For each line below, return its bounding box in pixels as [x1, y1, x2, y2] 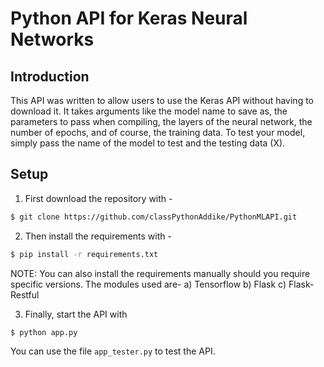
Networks [10, 28, 95, 51]
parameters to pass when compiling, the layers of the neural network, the [10, 116, 313, 127]
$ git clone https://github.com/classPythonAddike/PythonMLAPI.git [10, 212, 298, 222]
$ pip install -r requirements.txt [10, 249, 159, 259]
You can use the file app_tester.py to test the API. [10, 345, 216, 357]
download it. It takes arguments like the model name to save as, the [10, 105, 288, 117]
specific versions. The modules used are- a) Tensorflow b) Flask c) [10, 278, 287, 290]
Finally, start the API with [24, 308, 128, 320]
